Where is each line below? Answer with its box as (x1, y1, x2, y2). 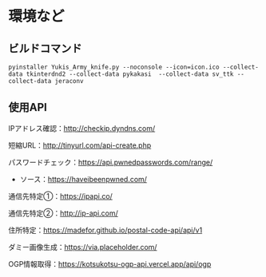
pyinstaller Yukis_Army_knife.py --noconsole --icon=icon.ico (8, 63, 220, 71)
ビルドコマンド (8, 42, 82, 55)
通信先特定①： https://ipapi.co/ (8, 191, 113, 200)
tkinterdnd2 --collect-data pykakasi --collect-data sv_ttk (26, 70, 234, 78)
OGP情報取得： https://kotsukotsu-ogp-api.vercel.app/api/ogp (8, 259, 212, 268)
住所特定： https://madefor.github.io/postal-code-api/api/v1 (8, 225, 203, 235)
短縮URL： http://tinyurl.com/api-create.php (8, 140, 152, 150)
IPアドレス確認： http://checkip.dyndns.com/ (8, 123, 156, 133)
